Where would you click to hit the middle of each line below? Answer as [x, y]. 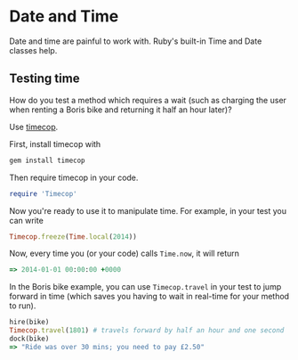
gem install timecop [48, 160]
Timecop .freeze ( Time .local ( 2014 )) [73, 237]
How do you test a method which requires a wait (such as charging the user [148, 100]
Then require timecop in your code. [74, 177]
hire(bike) [29, 323]
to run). [23, 306]
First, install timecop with [55, 143]
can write [27, 220]
